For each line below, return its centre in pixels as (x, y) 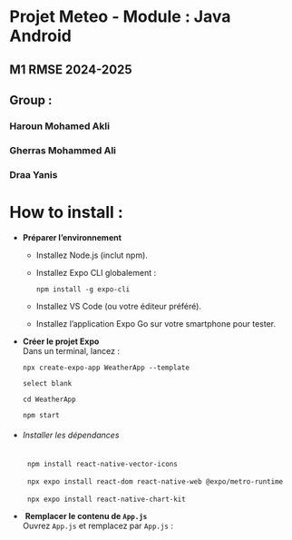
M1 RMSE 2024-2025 (71, 69)
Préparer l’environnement (72, 237)
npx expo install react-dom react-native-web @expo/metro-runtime (155, 481)
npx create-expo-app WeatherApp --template (106, 368)
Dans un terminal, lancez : (71, 350)
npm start (41, 415)
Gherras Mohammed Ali (63, 150)
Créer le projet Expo (61, 341)
